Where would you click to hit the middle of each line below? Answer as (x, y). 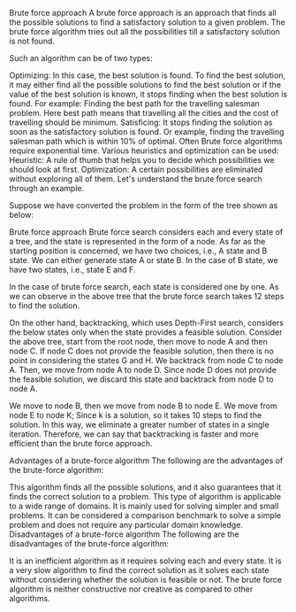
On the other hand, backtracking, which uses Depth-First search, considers (147, 323)
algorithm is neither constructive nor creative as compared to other (131, 589)
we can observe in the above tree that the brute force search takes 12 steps (147, 296)
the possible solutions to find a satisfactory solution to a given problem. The (147, 22)
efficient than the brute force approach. (81, 443)
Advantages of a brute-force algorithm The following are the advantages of (146, 461)
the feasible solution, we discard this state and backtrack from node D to (141, 379)
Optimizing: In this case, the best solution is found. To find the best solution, (147, 75)
